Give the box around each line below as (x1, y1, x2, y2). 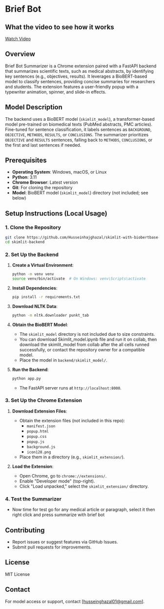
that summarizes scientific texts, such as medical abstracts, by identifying (5, 68, 154, 74)
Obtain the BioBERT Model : (12, 322, 68, 327)
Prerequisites (5, 156, 47, 165)
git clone (5, 235, 25, 240)
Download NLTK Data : (12, 303, 58, 309)
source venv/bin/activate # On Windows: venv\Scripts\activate (12, 276, 146, 282)
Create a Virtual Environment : (12, 262, 74, 268)
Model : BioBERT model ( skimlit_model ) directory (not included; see (12, 190, 148, 196)
